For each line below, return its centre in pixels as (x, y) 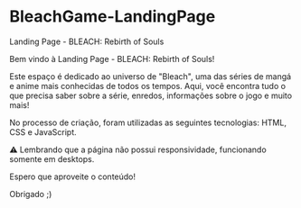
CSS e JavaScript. (43, 131)
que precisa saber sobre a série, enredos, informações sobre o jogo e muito (150, 95)
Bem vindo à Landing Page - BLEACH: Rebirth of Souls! (112, 59)
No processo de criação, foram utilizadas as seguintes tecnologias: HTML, (148, 122)
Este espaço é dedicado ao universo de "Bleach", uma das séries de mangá (150, 76)
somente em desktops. (52, 158)
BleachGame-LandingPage (113, 17)
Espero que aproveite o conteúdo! (73, 176)
